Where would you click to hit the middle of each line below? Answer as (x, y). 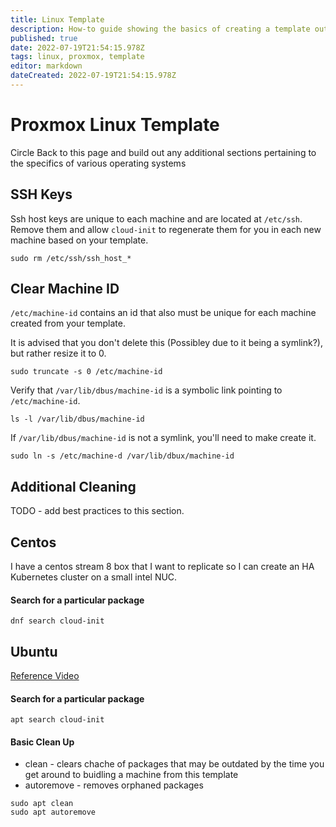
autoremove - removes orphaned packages (114, 785)
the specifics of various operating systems (98, 163)
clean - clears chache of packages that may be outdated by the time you (174, 764)
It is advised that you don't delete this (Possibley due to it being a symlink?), (166, 343)
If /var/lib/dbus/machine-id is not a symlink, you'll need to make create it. (163, 438)
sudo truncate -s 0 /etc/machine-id (86, 372)
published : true (44, 38)
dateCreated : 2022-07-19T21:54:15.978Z (93, 76)
